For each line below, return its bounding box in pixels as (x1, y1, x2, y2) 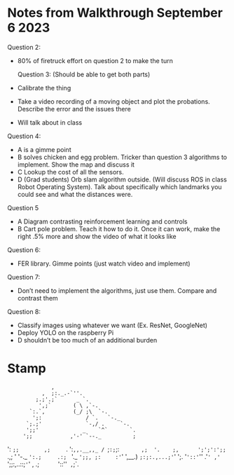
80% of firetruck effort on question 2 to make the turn (17, 56, 173, 64)
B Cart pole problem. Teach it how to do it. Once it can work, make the (17, 224, 221, 233)
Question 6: (7, 245, 41, 254)
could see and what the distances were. (17, 190, 133, 198)
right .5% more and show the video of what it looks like (17, 232, 177, 240)
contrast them (17, 294, 58, 302)
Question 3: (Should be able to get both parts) (17, 70, 151, 78)
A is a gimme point (17, 145, 71, 153)
